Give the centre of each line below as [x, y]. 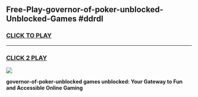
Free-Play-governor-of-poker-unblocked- [85, 10]
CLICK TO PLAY [29, 36]
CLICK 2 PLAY [27, 58]
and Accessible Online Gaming [44, 88]
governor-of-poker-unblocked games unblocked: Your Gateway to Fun [94, 81]
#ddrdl [91, 19]
